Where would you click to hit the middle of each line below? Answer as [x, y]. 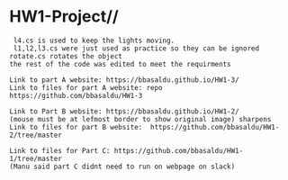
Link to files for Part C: [60, 150]
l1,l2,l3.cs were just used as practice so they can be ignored [136, 48]
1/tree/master [36, 158]
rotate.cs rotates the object [66, 56]
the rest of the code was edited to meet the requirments [120, 64]
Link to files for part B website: [76, 127]
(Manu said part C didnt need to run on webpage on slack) [122, 166]
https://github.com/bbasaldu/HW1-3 [76, 95]
